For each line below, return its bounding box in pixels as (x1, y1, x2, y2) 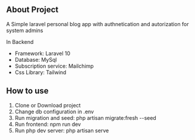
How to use (6, 86, 49, 96)
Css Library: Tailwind (14, 68, 67, 76)
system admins (6, 27, 43, 34)
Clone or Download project (14, 101, 81, 109)
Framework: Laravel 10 (14, 50, 71, 57)
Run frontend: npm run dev (14, 120, 81, 128)
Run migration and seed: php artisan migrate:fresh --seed (14, 114, 156, 121)
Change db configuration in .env (14, 108, 94, 115)
